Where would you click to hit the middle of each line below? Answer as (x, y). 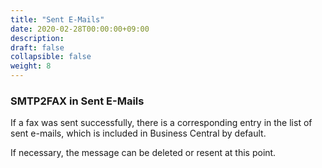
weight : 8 (31, 66)
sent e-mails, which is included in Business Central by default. (138, 133)
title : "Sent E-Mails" (57, 19)
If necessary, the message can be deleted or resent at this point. (143, 153)
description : (37, 38)
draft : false (37, 47)
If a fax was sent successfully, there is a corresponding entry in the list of (161, 123)
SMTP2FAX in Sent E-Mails (77, 101)
